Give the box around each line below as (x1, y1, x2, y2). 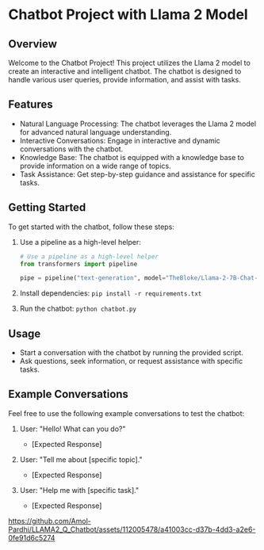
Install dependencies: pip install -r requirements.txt (19, 288, 202, 298)
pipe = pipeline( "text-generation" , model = (19, 274, 166, 282)
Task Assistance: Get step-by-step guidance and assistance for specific (19, 169, 255, 179)
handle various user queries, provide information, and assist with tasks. (8, 75, 242, 84)
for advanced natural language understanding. (19, 127, 172, 136)
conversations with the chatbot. (19, 144, 124, 154)
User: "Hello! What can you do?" (19, 424, 126, 434)
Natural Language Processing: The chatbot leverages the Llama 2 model (19, 119, 256, 128)
